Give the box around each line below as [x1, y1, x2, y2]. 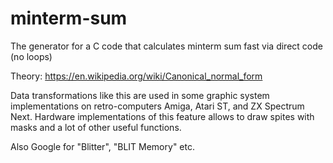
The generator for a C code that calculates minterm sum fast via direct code [10, 40, 323, 52]
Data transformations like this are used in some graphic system [10, 89, 270, 101]
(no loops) [10, 50, 53, 62]
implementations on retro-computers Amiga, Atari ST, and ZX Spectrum [10, 100, 305, 112]
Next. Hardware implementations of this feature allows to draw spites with [10, 110, 315, 122]
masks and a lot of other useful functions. [10, 121, 182, 133]
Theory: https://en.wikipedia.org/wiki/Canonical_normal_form [10, 70, 263, 82]
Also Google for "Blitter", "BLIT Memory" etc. [10, 140, 195, 152]
